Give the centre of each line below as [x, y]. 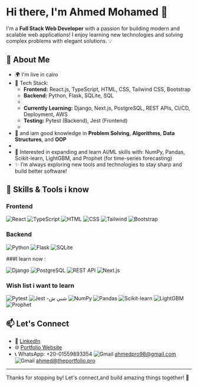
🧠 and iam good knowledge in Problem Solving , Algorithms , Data [95, 133]
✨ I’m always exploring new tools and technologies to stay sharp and [98, 164]
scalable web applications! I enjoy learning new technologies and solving [95, 34]
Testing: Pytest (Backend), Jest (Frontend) [75, 120]
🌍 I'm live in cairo [36, 74]
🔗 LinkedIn [27, 341]
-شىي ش [57, 299]
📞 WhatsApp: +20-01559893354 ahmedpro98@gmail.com [95, 354]
